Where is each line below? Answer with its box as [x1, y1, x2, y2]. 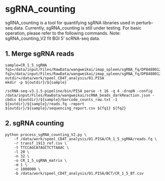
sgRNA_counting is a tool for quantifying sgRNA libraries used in [5, 20, 135, 26]
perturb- [136, 20, 154, 26]
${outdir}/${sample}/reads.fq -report [5, 101, 84, 106]
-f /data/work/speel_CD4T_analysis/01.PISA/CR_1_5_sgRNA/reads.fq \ [14, 136, 157, 141]
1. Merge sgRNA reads [5, 50, 75, 58]
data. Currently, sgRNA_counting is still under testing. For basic [14, 25, 141, 30]
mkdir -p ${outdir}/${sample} [5, 80, 67, 85]
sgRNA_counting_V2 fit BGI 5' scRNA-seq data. [5, 35, 101, 41]
